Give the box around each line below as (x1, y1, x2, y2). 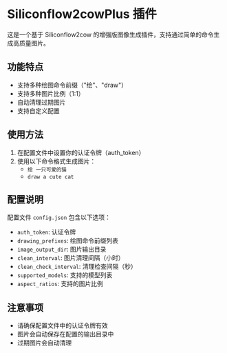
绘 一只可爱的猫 (27, 166, 67, 173)
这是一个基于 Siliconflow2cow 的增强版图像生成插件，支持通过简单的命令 (7, 30, 214, 39)
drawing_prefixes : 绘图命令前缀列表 (17, 236, 119, 245)
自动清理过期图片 (17, 98, 66, 106)
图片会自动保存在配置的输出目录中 (17, 330, 114, 339)
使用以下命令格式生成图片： (17, 157, 96, 165)
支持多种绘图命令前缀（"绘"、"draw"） (17, 81, 128, 89)
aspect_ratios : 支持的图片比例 (17, 280, 103, 288)
